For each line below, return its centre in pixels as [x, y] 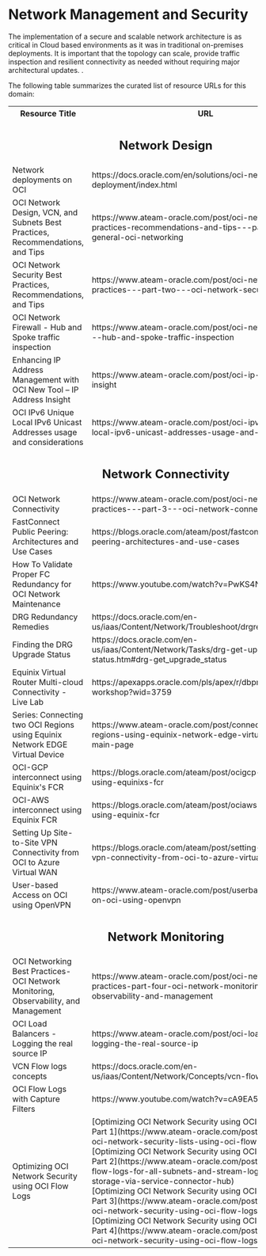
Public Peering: [40, 531]
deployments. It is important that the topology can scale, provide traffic [124, 53]
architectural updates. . [46, 70]
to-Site [26, 843]
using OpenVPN [42, 904]
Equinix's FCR [38, 787]
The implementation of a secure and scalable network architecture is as [125, 36]
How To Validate [42, 564]
